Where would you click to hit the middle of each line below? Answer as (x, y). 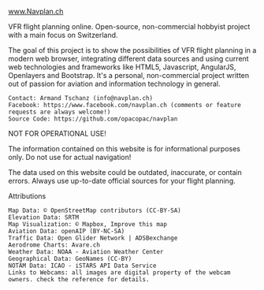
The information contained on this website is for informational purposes (124, 149)
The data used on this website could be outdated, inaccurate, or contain (125, 172)
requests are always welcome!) (59, 112)
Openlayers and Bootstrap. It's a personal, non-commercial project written (129, 75)
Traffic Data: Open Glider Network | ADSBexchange (93, 238)
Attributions (27, 196)
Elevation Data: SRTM (44, 217)
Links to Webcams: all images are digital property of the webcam (119, 273)
